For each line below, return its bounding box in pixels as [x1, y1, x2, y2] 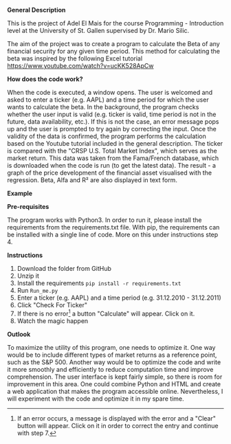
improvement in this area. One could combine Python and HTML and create [7, 379, 221, 388]
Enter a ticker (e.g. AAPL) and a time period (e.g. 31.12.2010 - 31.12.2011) [16, 293, 221, 302]
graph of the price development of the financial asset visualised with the [7, 168, 212, 177]
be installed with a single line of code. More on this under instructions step [7, 230, 219, 238]
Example [7, 189, 33, 197]
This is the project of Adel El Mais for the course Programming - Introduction [7, 19, 224, 27]
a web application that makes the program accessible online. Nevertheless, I [7, 387, 223, 395]
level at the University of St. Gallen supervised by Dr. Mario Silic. [7, 27, 190, 34]
